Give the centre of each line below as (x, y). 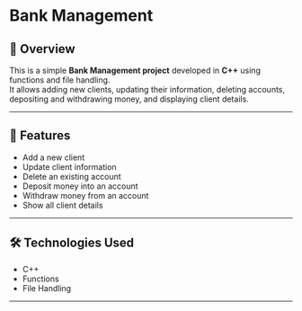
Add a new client (53, 157)
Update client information (69, 166)
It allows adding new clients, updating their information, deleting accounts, (147, 89)
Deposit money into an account (80, 186)
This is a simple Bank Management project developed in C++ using (135, 70)
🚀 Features (40, 136)
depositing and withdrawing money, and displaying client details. (129, 99)
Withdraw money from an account (85, 195)
